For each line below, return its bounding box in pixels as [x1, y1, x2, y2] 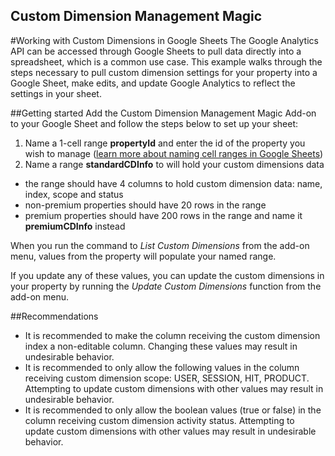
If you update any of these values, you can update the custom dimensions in [10, 269, 325, 281]
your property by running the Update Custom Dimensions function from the [10, 280, 322, 292]
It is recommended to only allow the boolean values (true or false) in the [24, 404, 322, 416]
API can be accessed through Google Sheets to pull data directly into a [10, 45, 302, 57]
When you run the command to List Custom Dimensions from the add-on [10, 239, 310, 251]
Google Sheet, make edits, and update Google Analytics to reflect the [10, 77, 296, 89]
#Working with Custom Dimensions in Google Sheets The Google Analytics [10, 34, 319, 46]
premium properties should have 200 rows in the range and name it [24, 209, 303, 221]
